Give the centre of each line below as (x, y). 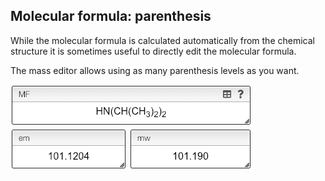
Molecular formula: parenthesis (111, 16)
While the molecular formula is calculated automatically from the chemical (162, 40)
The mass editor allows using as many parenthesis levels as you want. (155, 70)
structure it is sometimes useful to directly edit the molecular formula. (153, 51)
